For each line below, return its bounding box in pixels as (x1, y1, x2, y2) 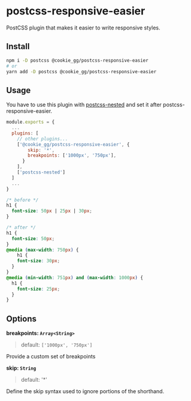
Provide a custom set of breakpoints (6, 353, 96, 360)
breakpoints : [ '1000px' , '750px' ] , (28, 152, 117, 158)
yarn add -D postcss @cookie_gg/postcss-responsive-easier (6, 68, 157, 74)
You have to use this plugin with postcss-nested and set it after (6, 101, 162, 109)
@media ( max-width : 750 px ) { (6, 247, 79, 253)
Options (6, 313, 37, 324)
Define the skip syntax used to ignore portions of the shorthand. (6, 388, 165, 395)
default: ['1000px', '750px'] (20, 341, 93, 349)
